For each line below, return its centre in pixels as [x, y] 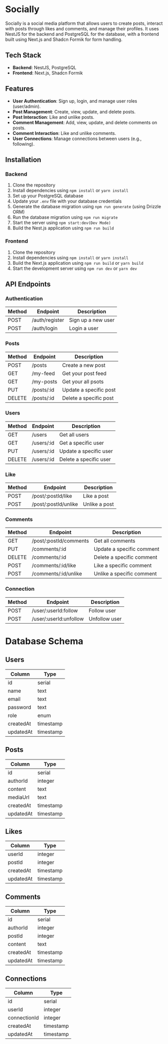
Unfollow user [105, 619]
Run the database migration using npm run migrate [65, 217]
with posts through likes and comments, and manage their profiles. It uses [82, 28]
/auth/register [48, 320]
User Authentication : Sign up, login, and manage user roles [75, 101]
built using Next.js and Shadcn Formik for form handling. [64, 39]
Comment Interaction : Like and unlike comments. [64, 133]
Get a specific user [82, 443]
